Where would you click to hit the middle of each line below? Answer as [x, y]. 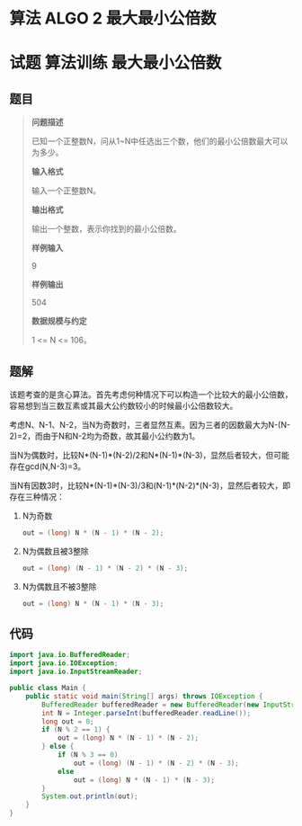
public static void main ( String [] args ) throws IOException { [144, 696]
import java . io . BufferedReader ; [70, 655]
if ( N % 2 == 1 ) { [76, 730]
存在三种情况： [37, 497]
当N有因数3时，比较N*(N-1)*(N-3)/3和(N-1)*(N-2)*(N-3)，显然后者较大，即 [150, 485]
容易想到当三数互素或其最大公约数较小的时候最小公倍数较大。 [124, 406]
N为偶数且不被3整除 [59, 586]
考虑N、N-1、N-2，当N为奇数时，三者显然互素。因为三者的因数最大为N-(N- [150, 425]
